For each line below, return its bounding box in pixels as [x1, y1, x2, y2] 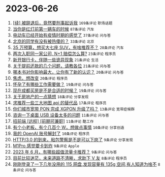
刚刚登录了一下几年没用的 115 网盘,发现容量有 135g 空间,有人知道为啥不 [12, 161, 157, 167]
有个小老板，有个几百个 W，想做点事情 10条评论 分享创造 [12, 124, 125, 130]
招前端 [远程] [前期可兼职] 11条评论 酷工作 [12, 118, 94, 124]
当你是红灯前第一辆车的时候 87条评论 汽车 [12, 26, 95, 32]
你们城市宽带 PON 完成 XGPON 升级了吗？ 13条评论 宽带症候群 [12, 106, 135, 112]
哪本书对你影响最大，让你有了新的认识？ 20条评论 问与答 [12, 69, 124, 75]
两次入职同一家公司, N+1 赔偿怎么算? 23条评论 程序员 [12, 50, 116, 57]
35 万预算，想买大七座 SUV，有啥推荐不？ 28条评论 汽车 [12, 44, 124, 50]
